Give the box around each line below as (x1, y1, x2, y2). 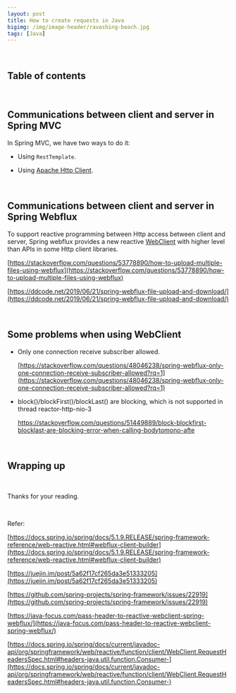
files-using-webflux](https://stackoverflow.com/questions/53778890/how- (7, 266, 225, 274)
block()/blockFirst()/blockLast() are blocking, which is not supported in (17, 397, 223, 405)
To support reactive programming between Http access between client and (7, 230, 225, 238)
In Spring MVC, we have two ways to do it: (7, 138, 130, 147)
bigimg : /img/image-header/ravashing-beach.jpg (7, 23, 150, 30)
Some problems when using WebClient (7, 329, 182, 341)
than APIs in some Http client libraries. (7, 245, 118, 253)
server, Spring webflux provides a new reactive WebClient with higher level (7, 237, 225, 245)
